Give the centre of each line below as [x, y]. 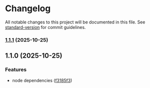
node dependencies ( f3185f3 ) [42, 80]
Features [16, 70]
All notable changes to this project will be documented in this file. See [75, 22]
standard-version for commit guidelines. [45, 27]
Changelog [28, 9]
